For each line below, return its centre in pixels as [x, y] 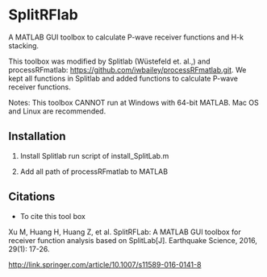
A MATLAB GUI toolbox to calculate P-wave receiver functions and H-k [126, 37]
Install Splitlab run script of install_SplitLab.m [94, 155]
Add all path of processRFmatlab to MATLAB [94, 172]
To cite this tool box [53, 216]
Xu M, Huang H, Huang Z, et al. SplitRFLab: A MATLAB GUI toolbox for [125, 232]
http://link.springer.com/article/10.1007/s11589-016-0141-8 [105, 264]
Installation [37, 136]
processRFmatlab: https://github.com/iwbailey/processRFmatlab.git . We [127, 69]
